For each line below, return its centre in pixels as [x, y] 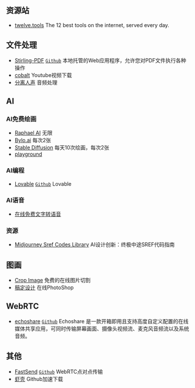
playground [28, 154]
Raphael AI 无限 [33, 133]
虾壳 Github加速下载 [39, 379]
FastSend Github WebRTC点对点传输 [59, 372]
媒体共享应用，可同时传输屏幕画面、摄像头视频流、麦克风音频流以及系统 [102, 329]
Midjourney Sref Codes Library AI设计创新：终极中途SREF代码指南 [95, 245]
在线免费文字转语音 [38, 214]
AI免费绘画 [21, 119]
